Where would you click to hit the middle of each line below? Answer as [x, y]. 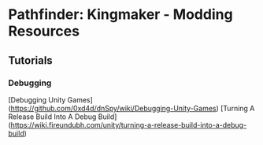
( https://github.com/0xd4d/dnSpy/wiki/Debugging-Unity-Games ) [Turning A [131, 108]
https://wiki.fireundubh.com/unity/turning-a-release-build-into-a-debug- [129, 125]
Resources [44, 31]
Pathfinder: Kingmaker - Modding [121, 15]
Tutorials [30, 60]
